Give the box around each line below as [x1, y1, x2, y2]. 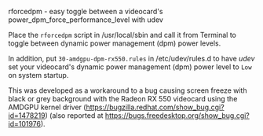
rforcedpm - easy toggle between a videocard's [8, 7, 163, 16]
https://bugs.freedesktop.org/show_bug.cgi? [104, 111, 250, 120]
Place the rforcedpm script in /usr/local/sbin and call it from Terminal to [8, 31, 237, 39]
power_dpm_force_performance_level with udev [8, 15, 163, 24]
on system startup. [8, 71, 69, 79]
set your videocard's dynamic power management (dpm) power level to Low [8, 62, 253, 72]
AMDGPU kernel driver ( [8, 102, 86, 112]
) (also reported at [45, 111, 104, 120]
